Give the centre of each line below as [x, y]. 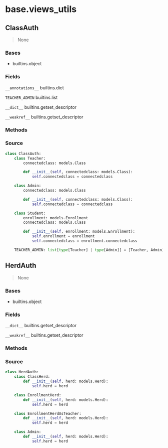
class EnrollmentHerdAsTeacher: [48, 413]
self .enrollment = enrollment [63, 236]
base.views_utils [41, 9]
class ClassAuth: [23, 154]
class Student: [30, 213]
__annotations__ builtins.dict [34, 88]
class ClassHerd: [32, 377]
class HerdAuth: [22, 372]
